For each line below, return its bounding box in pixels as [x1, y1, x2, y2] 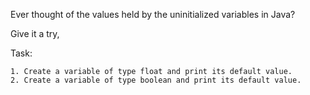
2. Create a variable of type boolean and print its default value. [10, 75, 302, 85]
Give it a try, [10, 28, 60, 39]
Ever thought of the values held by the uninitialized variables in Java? [10, 9, 296, 20]
